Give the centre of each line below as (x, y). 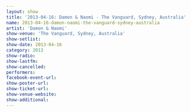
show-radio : (21, 56)
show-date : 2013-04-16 (34, 45)
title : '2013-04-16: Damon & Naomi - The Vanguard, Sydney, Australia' (96, 17)
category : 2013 (25, 50)
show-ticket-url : (27, 89)
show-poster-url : (27, 84)
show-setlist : (24, 39)
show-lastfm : (22, 61)
